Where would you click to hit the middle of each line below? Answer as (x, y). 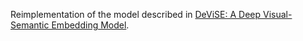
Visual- (277, 14)
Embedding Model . (90, 25)
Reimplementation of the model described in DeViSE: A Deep (136, 14)
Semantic (30, 25)
